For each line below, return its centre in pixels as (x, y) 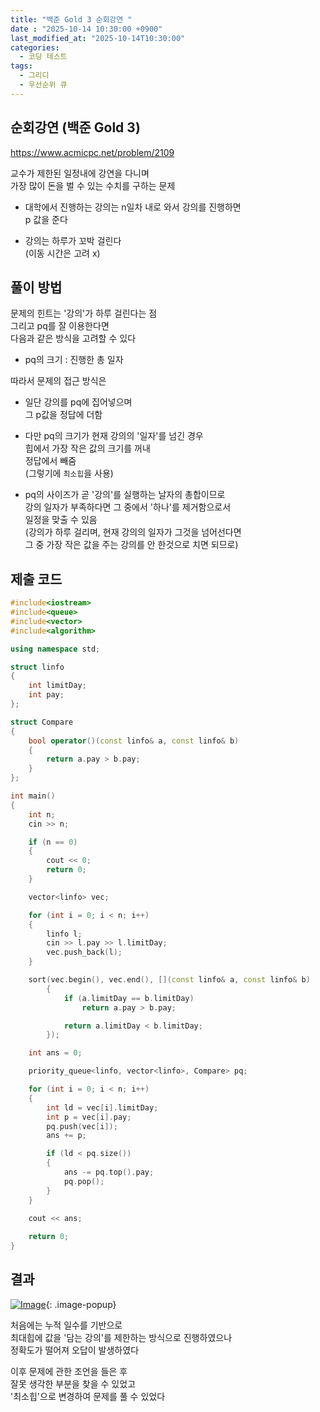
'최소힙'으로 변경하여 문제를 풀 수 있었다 (88, 1396)
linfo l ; (64, 934)
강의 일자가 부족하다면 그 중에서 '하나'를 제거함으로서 (128, 507)
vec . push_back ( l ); (84, 952)
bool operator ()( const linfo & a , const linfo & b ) (134, 741)
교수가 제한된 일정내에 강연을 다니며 (80, 173)
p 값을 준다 (46, 219)
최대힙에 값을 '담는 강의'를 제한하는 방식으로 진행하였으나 (121, 1337)
